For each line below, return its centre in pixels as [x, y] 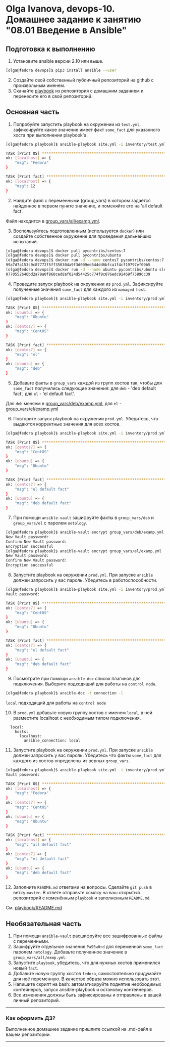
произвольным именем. [39, 85]
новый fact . [26, 968]
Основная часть [33, 112]
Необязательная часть [44, 924]
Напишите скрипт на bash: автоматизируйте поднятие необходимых [87, 984]
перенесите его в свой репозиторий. [53, 96]
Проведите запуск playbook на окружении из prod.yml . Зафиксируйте [88, 284]
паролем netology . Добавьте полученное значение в [70, 952]
